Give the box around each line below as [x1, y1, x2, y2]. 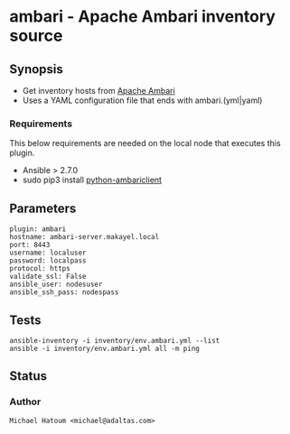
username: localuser [9, 248, 88, 258]
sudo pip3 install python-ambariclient [22, 174, 163, 186]
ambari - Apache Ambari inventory [9, 6, 276, 27]
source [9, 25, 63, 46]
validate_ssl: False [9, 272, 88, 282]
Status [9, 368, 48, 384]
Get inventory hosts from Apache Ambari [22, 86, 176, 96]
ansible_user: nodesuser [9, 280, 103, 290]
